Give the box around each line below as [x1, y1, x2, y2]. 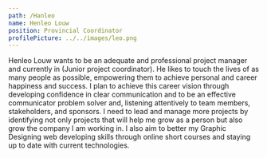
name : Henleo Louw [8, 19, 69, 27]
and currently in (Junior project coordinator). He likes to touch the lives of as [8, 65, 259, 74]
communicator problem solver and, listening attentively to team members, [8, 98, 251, 108]
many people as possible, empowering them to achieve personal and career [8, 73, 257, 82]
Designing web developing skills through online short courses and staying [8, 132, 251, 142]
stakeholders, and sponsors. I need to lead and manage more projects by [8, 107, 249, 117]
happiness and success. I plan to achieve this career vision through [8, 81, 230, 91]
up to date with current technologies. [8, 140, 130, 150]
